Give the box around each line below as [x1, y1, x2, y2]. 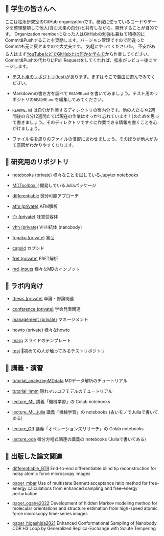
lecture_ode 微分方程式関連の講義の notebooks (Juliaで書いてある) [12, 436, 146, 442]
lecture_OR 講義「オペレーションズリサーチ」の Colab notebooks [12, 426, 144, 432]
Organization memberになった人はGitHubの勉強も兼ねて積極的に [14, 31, 145, 37]
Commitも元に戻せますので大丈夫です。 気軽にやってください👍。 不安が [5, 43, 151, 49]
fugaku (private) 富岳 [12, 234, 55, 240]
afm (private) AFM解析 [12, 203, 58, 209]
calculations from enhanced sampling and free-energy [27, 485, 138, 491]
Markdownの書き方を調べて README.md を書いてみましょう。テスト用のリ [12, 90, 159, 96]
